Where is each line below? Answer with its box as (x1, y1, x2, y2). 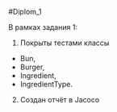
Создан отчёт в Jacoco (19, 95, 100, 104)
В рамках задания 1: (8, 23, 78, 31)
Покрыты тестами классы (19, 38, 110, 48)
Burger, (19, 62, 45, 72)
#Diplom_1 (8, 7, 42, 16)
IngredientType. (19, 80, 73, 89)
